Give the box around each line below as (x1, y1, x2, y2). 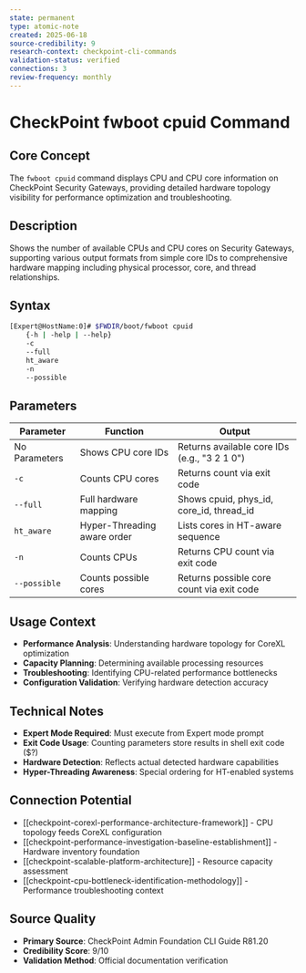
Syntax (9, 297, 51, 313)
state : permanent (9, 13, 76, 23)
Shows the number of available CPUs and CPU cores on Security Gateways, (9, 243, 294, 254)
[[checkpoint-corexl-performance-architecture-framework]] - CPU (22, 817, 274, 828)
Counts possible (79, 572, 150, 585)
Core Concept (9, 148, 91, 164)
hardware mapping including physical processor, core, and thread (9, 262, 257, 273)
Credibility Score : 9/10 (22, 945, 109, 956)
